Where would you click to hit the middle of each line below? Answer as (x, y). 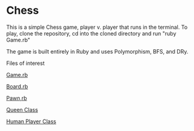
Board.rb (17, 86)
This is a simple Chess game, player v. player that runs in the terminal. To (97, 27)
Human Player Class (31, 121)
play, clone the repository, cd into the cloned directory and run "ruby (91, 33)
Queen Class (22, 109)
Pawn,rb (17, 98)
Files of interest (26, 63)
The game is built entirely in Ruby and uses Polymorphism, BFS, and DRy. (97, 51)
